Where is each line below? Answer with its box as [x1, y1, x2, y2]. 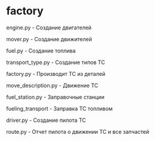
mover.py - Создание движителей [6, 35, 92, 42]
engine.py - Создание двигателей [6, 24, 92, 31]
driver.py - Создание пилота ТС [6, 117, 86, 124]
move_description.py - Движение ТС [6, 82, 99, 89]
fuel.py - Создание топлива [6, 47, 76, 54]
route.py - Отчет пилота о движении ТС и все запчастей [6, 128, 150, 135]
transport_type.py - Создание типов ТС [6, 59, 105, 66]
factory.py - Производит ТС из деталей [6, 70, 106, 77]
